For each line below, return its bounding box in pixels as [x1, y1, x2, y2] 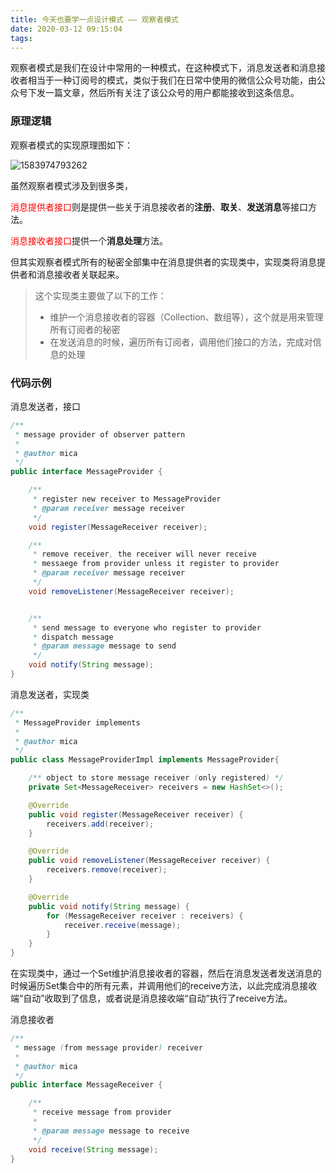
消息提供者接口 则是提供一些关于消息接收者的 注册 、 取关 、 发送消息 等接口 [10, 201, 308, 213]
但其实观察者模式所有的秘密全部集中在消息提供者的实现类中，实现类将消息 [10, 256, 317, 268]
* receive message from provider [32, 1107, 172, 1118]
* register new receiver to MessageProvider [32, 494, 222, 505]
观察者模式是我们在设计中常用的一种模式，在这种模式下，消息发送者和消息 [10, 62, 317, 74]
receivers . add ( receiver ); [46, 819, 155, 829]
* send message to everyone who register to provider [32, 622, 262, 633]
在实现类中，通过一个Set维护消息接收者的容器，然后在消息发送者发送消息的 [10, 967, 322, 980]
